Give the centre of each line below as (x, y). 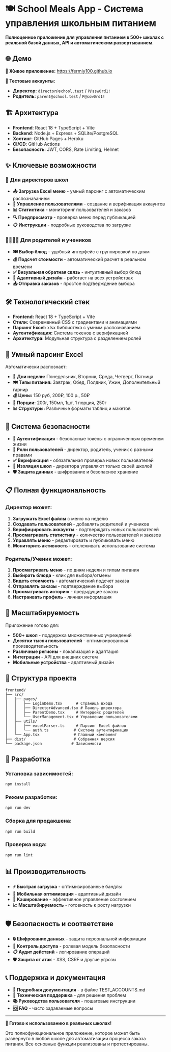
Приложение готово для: (32, 625)
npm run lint (19, 855)
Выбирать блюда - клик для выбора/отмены (62, 575)
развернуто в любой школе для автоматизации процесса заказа (76, 1039)
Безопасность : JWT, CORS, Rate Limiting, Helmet (66, 149)
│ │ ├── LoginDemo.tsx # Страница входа (59, 703)
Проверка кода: (26, 845)
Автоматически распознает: (36, 367)
